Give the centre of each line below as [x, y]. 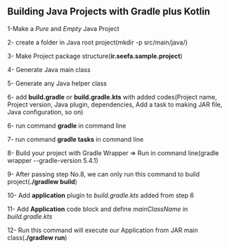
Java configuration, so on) [45, 111]
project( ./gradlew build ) [42, 181]
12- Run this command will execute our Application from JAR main [103, 230]
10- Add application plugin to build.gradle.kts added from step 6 [101, 195]
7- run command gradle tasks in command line [76, 139]
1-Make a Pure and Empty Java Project [63, 28]
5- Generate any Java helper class [57, 83]
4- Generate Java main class [49, 69]
